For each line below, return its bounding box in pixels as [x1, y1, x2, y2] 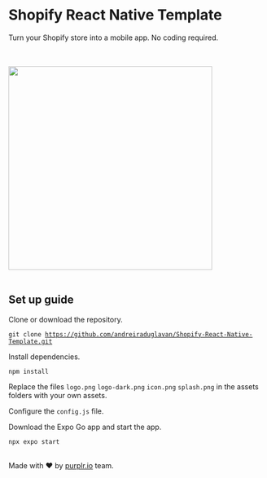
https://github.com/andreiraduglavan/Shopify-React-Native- [44, 330, 253, 339]
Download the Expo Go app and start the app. [8, 422, 162, 432]
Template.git [8, 337, 53, 345]
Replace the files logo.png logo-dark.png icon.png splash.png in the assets [8, 381, 259, 392]
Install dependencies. [8, 352, 81, 362]
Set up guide [8, 293, 74, 307]
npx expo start [8, 437, 60, 445]
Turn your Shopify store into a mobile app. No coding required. [8, 33, 219, 42]
